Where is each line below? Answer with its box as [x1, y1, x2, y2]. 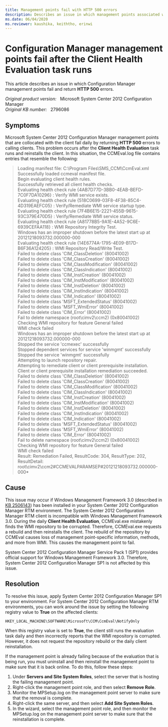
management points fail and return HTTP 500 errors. [5, 86, 114, 92]
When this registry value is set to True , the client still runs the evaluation [5, 627, 154, 633]
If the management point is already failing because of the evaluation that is [5, 653, 159, 659]
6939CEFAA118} [17, 224, 51, 230]
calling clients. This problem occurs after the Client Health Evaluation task [5, 145, 159, 151]
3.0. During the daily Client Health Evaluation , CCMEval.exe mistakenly [5, 518, 152, 524]
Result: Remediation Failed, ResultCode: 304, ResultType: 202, [17, 453, 146, 459]
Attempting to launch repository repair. [17, 357, 97, 363]
